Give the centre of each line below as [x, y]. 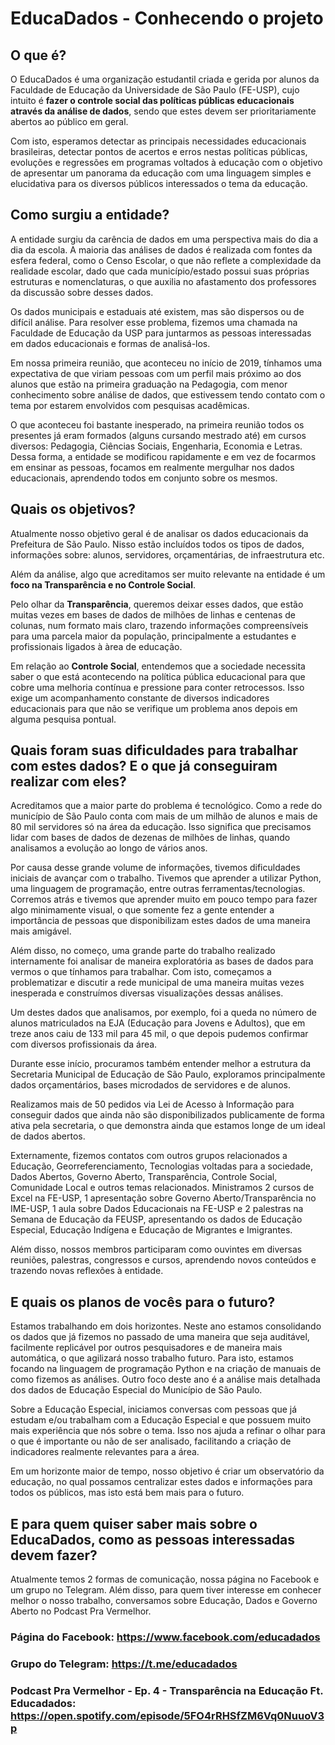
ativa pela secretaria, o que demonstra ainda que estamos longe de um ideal [168, 1126]
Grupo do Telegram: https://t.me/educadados [124, 1664]
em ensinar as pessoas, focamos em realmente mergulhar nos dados [152, 467]
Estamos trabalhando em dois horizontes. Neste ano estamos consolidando [166, 1326]
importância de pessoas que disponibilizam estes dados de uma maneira [160, 921]
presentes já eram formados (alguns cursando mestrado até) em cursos [158, 435]
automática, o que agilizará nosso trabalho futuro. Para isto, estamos [152, 1358]
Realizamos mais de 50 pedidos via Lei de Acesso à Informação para [152, 1104]
